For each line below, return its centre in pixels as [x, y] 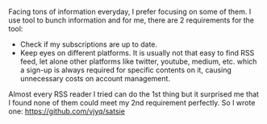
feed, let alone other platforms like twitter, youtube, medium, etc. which [138, 61]
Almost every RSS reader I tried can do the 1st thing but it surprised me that [134, 94]
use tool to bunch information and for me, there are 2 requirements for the [131, 20]
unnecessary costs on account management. [95, 79]
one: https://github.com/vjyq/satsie [67, 111]
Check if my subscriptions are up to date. [89, 44]
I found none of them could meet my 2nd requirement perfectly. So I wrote [132, 103]
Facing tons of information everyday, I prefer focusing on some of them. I [130, 12]
